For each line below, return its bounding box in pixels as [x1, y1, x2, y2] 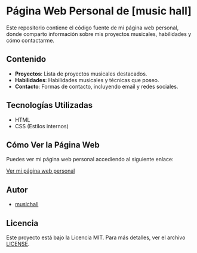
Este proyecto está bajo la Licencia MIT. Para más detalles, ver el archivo [6, 234, 186, 241]
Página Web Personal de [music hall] [6, 4, 192, 18]
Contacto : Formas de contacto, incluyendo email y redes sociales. [14, 83, 178, 90]
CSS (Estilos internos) [14, 122, 69, 129]
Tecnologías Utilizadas [6, 100, 93, 110]
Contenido [6, 54, 47, 64]
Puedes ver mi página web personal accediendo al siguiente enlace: [6, 156, 174, 163]
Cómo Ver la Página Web [6, 140, 100, 150]
